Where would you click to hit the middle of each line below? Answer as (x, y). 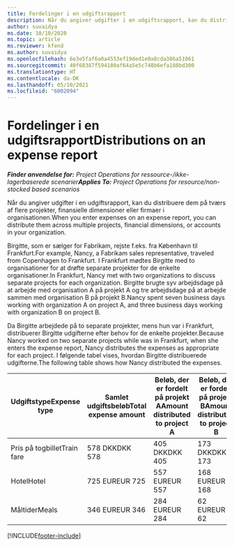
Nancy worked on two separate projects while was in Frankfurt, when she (113, 341)
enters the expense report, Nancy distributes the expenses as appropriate (113, 348)
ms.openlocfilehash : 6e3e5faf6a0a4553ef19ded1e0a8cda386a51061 (101, 59)
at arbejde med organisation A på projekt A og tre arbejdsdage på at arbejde (117, 290)
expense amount (117, 415)
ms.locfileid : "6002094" (43, 91)
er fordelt (172, 389)
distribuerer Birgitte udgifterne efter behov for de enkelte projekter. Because (116, 333)
